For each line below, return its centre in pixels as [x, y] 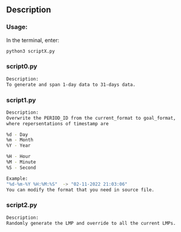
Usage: [17, 27]
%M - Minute [21, 162]
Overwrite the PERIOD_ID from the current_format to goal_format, [91, 118]
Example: [17, 179]
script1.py [21, 100]
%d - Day [17, 135]
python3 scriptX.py [31, 51]
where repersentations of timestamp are [58, 124]
